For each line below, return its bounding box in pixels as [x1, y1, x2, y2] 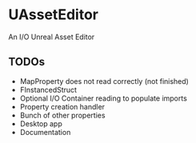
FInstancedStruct [19, 85, 78, 94]
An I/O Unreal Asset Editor [8, 32, 95, 42]
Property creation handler [19, 101, 106, 111]
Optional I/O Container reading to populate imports [19, 93, 188, 103]
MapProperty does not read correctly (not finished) [19, 76, 190, 85]
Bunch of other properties [19, 110, 106, 120]
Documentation [19, 127, 71, 137]
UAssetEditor [8, 6, 98, 24]
